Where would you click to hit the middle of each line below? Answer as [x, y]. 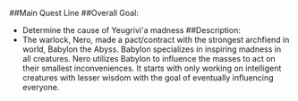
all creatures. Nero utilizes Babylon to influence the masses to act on [149, 59]
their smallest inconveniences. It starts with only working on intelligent [152, 68]
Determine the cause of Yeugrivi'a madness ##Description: [132, 30]
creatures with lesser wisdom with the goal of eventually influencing [148, 78]
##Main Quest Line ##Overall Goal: [74, 13]
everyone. [41, 87]
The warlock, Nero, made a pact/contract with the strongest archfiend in [156, 40]
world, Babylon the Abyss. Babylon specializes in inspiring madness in [152, 49]
